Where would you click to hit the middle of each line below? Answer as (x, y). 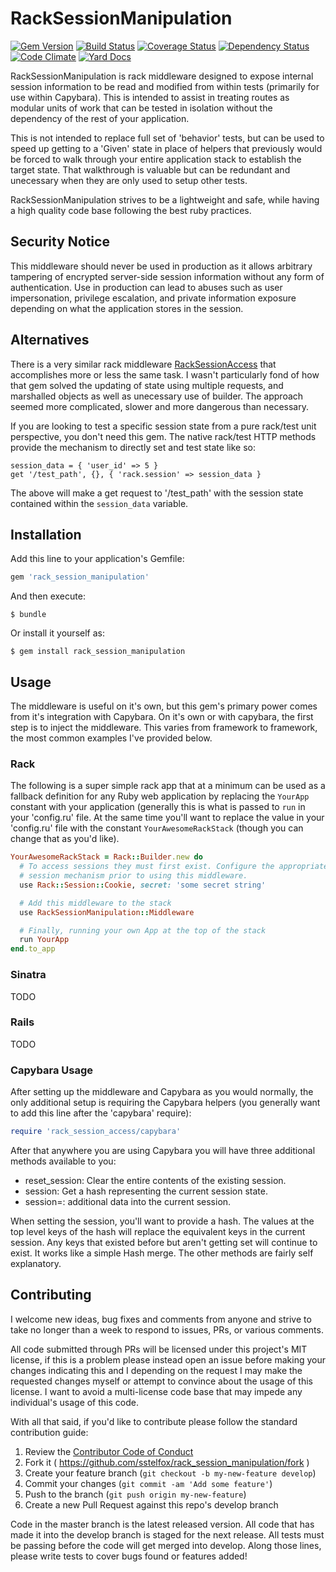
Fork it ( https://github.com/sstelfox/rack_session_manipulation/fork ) (167, 1462)
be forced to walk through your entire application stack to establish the (156, 159)
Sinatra (28, 975)
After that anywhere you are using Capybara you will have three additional (163, 1150)
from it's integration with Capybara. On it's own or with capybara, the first (162, 717)
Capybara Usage (52, 1070)
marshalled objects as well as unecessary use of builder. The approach (157, 396)
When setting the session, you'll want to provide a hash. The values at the (162, 1221)
